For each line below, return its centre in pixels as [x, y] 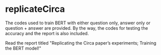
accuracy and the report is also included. [47, 33]
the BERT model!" [23, 48]
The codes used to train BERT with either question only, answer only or [78, 23]
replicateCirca [35, 9]
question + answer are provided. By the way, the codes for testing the [77, 28]
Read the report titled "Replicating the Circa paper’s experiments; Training [81, 43]
